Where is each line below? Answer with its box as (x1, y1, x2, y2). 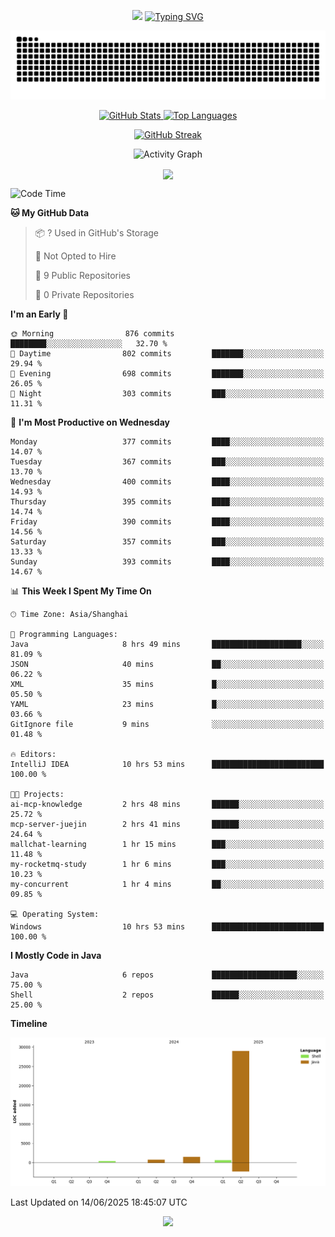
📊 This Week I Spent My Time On (10, 585, 152, 597)
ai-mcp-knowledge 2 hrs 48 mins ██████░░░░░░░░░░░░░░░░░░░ (10, 799, 325, 809)
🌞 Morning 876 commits (10, 328, 175, 339)
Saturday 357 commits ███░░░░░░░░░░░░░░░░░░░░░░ (10, 536, 325, 547)
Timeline (10, 1017, 48, 1029)
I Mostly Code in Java (10, 949, 102, 961)
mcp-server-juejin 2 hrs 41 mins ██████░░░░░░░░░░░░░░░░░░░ (10, 819, 325, 829)
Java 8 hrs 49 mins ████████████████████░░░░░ (10, 639, 325, 649)
